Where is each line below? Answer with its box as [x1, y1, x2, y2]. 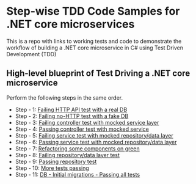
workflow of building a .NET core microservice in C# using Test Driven [6, 44, 183, 51]
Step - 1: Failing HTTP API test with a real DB [15, 106, 128, 113]
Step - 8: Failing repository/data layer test [15, 151, 120, 158]
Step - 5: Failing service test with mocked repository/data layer [15, 131, 173, 139]
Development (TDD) [6, 50, 57, 57]
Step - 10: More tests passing [15, 164, 90, 172]
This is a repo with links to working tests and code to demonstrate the [6, 37, 182, 45]
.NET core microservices [6, 17, 135, 31]
